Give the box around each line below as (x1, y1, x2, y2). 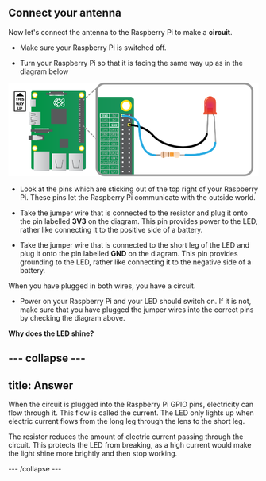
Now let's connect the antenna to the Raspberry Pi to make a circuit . (8, 27, 233, 37)
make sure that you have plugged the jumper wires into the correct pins (19, 305, 254, 314)
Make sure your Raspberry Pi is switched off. (19, 43, 167, 52)
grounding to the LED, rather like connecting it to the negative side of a (19, 257, 252, 267)
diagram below (19, 67, 69, 76)
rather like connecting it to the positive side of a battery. (19, 225, 203, 234)
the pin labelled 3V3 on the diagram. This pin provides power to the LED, (19, 216, 258, 225)
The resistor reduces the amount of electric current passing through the (8, 432, 244, 441)
